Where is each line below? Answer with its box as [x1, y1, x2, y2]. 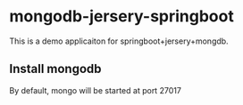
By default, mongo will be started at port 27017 [9, 85, 181, 95]
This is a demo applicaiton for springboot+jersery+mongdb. [9, 36, 230, 46]
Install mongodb [9, 61, 102, 77]
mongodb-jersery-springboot [9, 6, 234, 27]
